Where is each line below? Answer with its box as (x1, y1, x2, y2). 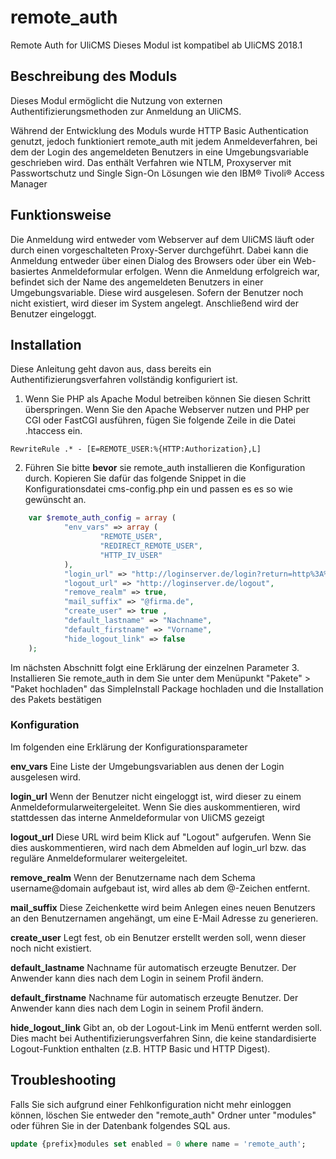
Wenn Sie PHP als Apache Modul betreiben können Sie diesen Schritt (24, 393, 311, 405)
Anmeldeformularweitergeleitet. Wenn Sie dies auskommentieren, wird (10, 801, 301, 813)
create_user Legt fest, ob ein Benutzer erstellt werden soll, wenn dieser (10, 931, 307, 943)
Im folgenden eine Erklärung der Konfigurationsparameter (10, 741, 248, 753)
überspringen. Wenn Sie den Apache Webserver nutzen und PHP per (24, 404, 310, 416)
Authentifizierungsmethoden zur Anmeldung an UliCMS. (10, 105, 242, 117)
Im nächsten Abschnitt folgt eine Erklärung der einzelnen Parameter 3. (10, 661, 300, 673)
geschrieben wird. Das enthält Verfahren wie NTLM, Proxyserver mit (10, 156, 292, 168)
